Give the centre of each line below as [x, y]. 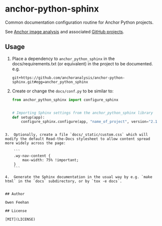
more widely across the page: [36, 143]
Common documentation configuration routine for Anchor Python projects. [79, 22]
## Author [15, 194]
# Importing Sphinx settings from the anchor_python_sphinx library [82, 113]
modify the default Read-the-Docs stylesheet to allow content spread [78, 139]
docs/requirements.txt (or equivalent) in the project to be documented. [82, 63]
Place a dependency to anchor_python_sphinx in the [63, 59]
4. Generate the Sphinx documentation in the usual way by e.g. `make [79, 177]
